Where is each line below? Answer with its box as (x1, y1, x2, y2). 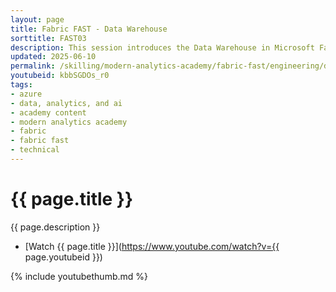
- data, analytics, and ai (10, 98, 123, 108)
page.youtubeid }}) (24, 251, 103, 263)
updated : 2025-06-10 (10, 52, 97, 62)
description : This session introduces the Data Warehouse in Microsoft (10, 42, 315, 53)
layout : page (10, 14, 65, 25)
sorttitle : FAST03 (10, 33, 87, 43)
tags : (10, 80, 33, 90)
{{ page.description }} (10, 221, 101, 233)
